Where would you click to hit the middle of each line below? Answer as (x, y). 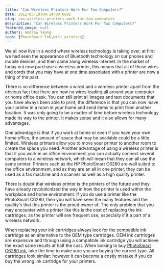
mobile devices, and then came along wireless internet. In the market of (77, 61)
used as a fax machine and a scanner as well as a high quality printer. (75, 174)
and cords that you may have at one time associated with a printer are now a (82, 72)
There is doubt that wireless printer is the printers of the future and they (78, 184)
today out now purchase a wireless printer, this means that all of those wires (82, 66)
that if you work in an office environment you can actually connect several (80, 153)
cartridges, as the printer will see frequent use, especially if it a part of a (78, 215)
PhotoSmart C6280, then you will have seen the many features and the (76, 199)
